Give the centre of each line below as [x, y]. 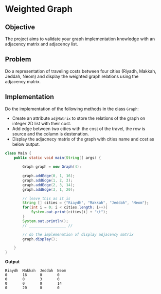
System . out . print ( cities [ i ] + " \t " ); [69, 212]
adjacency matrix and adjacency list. [42, 44]
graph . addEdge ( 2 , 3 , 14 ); [49, 185]
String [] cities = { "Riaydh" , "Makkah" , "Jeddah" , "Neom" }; [86, 203]
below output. [26, 144]
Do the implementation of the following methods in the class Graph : [72, 109]
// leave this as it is [46, 198]
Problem [18, 59]
